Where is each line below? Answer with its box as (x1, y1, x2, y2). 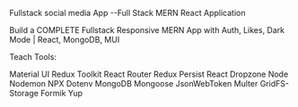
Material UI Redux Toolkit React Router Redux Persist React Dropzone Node (9, 69, 289, 79)
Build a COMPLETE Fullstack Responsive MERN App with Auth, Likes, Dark (9, 25, 285, 35)
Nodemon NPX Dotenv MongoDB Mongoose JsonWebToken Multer (9, 78, 259, 88)
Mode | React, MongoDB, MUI (9, 35, 120, 45)
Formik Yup (39, 88, 83, 98)
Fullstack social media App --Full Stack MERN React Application (9, 8, 246, 18)
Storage (9, 88, 39, 98)
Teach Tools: (9, 52, 57, 62)
